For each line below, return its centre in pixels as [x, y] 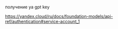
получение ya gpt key [27, 7]
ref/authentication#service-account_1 [42, 22]
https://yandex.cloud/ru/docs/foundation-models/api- [59, 16]
